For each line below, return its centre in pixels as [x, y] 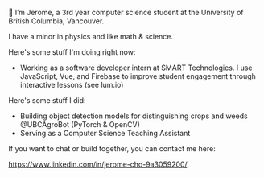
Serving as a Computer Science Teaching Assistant [105, 133]
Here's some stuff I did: [47, 100]
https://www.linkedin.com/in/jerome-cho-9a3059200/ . [99, 164]
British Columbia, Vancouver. [56, 21]
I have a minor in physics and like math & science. [91, 37]
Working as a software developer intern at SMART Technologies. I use [136, 68]
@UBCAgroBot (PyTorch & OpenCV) [80, 124]
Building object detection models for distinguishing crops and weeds [134, 116]
